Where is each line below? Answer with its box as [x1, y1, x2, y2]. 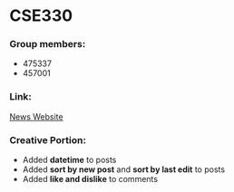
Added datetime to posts [22, 155, 117, 166]
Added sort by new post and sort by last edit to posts [22, 164, 225, 175]
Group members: [9, 38, 86, 51]
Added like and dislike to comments [22, 174, 159, 185]
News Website [9, 110, 63, 122]
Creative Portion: [9, 133, 86, 146]
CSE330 [9, 5, 73, 26]
